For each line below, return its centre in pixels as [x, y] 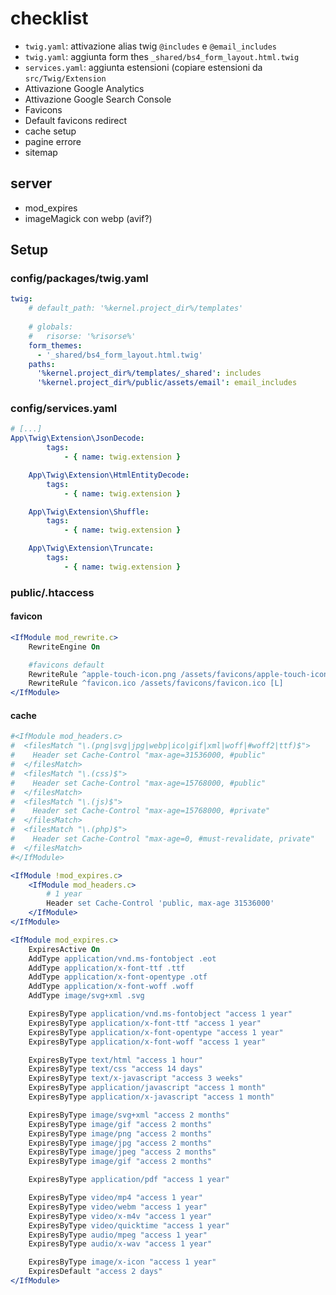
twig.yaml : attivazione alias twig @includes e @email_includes [151, 46]
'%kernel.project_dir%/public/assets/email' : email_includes [167, 383]
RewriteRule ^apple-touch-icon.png [102, 674]
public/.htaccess [52, 592]
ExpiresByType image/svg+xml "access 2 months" [129, 1115]
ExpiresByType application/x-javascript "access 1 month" [151, 1097]
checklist [49, 18]
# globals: [51, 327]
